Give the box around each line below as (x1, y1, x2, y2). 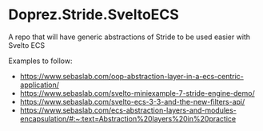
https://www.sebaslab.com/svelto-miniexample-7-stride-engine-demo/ (19, 88, 255, 97)
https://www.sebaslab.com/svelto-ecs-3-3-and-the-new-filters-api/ (19, 97, 245, 106)
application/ (19, 80, 60, 89)
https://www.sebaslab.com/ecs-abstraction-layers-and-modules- (19, 105, 237, 115)
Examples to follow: (8, 56, 73, 65)
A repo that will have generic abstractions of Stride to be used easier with (8, 32, 250, 42)
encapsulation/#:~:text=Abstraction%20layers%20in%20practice (19, 113, 237, 123)
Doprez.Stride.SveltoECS (8, 6, 180, 24)
